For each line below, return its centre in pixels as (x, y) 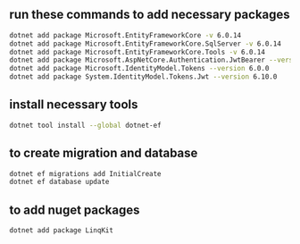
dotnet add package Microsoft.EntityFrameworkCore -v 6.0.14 (125, 35)
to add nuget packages (75, 210)
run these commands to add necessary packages (150, 15)
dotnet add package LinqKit (62, 231)
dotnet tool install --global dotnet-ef (86, 125)
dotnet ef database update (59, 182)
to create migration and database (104, 153)
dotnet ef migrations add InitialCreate (86, 173)
